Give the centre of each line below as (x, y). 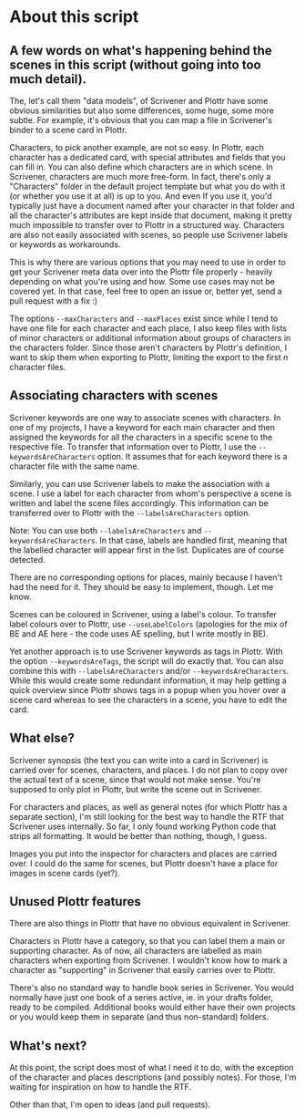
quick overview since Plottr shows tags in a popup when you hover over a (148, 689)
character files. (38, 367)
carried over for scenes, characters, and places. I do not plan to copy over (149, 770)
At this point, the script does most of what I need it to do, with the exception (152, 1068)
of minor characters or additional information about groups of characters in (150, 338)
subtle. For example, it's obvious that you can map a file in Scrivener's (141, 120)
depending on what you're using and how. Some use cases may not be (142, 281)
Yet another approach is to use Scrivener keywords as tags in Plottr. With (147, 651)
